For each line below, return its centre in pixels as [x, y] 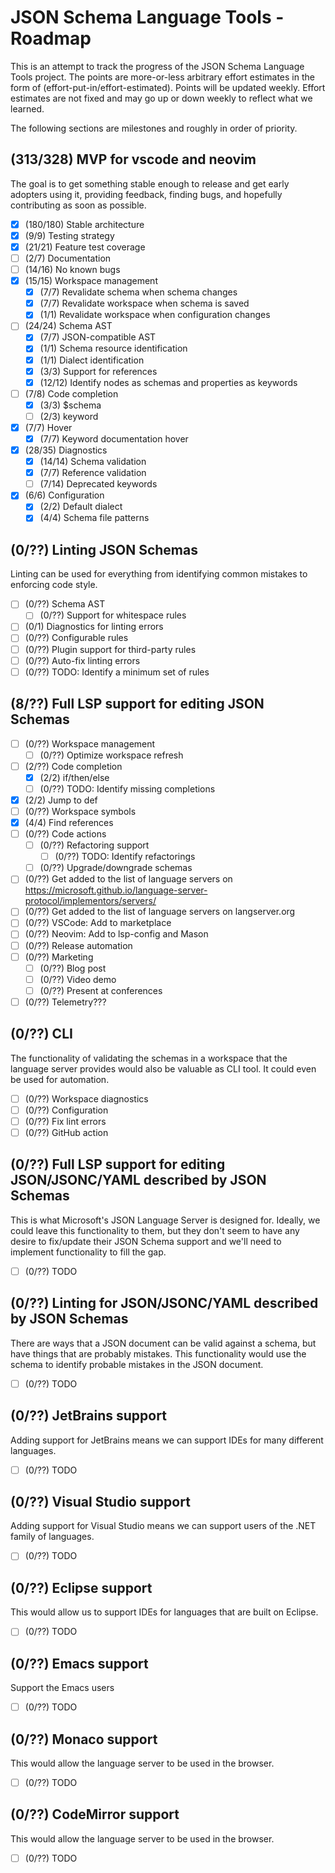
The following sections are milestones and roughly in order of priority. [154, 128]
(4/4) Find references [69, 822]
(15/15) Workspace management [91, 281]
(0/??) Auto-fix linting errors [82, 660]
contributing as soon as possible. [78, 205]
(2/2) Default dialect [81, 507]
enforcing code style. [54, 585]
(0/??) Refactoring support [94, 845]
